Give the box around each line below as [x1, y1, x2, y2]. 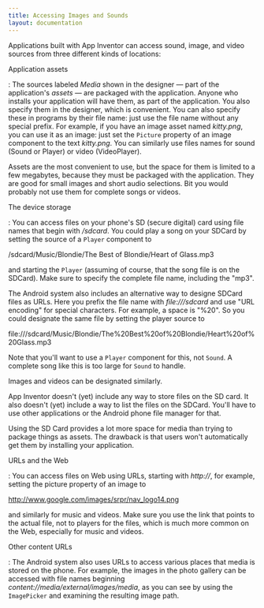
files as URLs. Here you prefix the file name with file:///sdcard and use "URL [8, 297, 255, 306]
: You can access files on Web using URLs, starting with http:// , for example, [8, 471, 255, 480]
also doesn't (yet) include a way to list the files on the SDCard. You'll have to [8, 400, 256, 409]
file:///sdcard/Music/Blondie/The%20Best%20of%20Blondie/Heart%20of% [8, 329, 255, 338]
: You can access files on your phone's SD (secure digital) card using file [8, 218, 244, 227]
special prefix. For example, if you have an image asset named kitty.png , [8, 121, 244, 131]
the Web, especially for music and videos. [8, 526, 144, 536]
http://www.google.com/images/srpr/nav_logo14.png [8, 494, 180, 504]
